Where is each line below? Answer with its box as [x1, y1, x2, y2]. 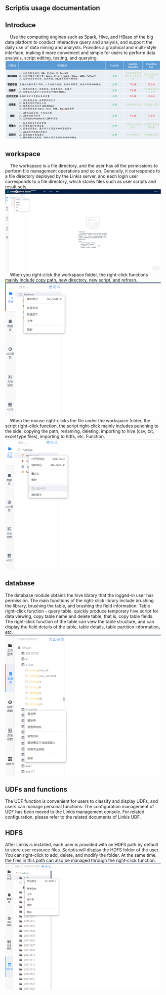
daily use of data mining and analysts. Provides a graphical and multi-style [5, 45, 157, 51]
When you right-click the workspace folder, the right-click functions [9, 272, 148, 278]
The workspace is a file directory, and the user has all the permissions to [9, 163, 158, 168]
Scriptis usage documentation [5, 4, 100, 12]
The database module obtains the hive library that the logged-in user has [5, 592, 154, 598]
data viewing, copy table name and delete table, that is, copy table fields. [5, 613, 154, 619]
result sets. [5, 183, 28, 190]
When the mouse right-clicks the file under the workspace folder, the [9, 418, 151, 424]
